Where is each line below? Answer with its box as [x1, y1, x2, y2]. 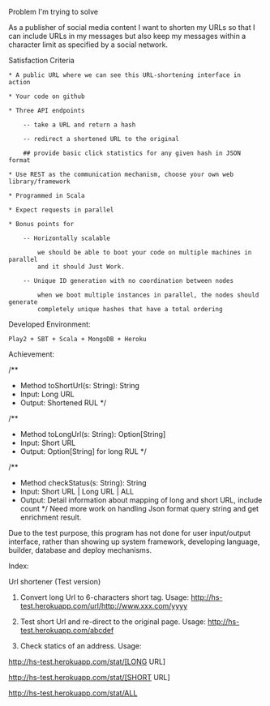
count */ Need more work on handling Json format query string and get [19, 504, 259, 513]
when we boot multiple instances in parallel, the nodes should [37, 291, 259, 299]
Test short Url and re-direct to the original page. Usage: [19, 617, 207, 627]
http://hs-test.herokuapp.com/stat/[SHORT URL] [8, 673, 170, 682]
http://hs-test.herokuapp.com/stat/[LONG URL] [8, 657, 166, 666]
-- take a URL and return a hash [23, 121, 136, 129]
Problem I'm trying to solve [8, 7, 99, 16]
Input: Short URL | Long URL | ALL [19, 486, 135, 496]
